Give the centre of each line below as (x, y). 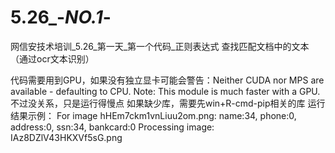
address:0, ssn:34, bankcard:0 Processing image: (112, 127)
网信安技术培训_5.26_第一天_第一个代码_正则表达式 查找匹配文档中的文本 (160, 46)
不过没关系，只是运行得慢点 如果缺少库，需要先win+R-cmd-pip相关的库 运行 (168, 103)
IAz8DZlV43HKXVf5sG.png (66, 137)
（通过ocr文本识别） (52, 58)
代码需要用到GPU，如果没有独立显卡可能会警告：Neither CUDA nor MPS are (167, 80)
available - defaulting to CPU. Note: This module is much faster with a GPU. (165, 91)
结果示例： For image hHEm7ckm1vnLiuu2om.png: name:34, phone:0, (153, 115)
